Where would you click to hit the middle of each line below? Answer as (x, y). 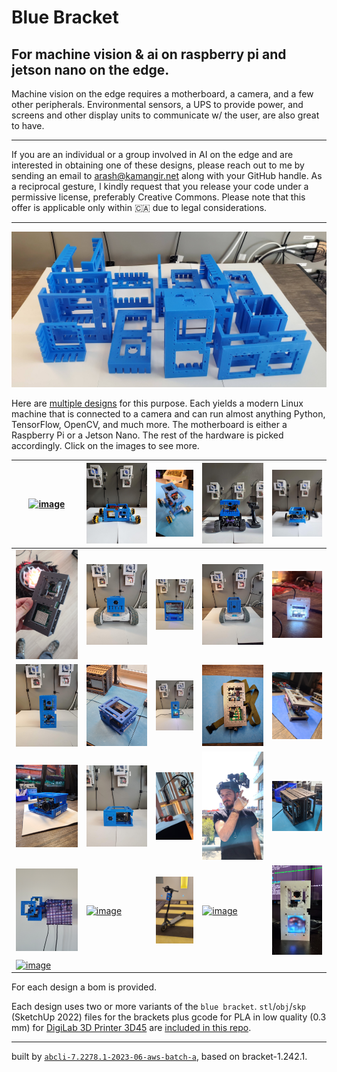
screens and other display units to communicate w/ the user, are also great (165, 115)
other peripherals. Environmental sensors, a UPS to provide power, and (157, 104)
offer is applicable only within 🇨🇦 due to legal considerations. (139, 207)
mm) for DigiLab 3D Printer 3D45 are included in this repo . (131, 1028)
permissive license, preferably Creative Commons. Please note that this (158, 197)
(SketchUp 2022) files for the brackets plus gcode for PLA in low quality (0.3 (169, 1017)
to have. (28, 125)
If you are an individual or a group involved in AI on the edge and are (152, 154)
